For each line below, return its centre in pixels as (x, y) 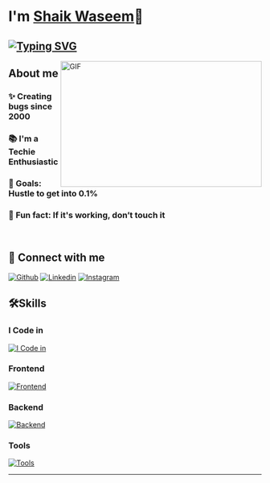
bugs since (31, 106)
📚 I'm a (23, 138)
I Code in (26, 331)
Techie (22, 151)
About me (33, 73)
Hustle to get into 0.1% (53, 193)
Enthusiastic (33, 162)
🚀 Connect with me (57, 258)
